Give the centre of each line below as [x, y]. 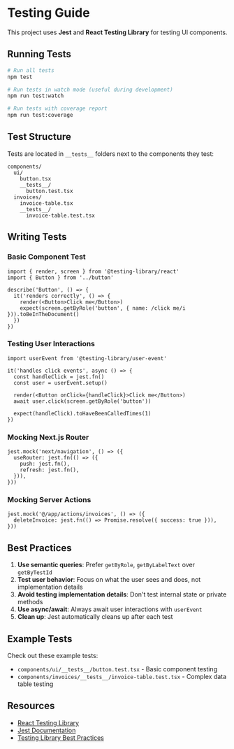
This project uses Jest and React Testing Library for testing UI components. [117, 32]
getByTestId [35, 573]
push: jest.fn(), [45, 464]
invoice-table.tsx [46, 203]
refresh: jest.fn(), [50, 470]
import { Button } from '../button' [60, 278]
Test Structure [39, 137]
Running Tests [39, 54]
